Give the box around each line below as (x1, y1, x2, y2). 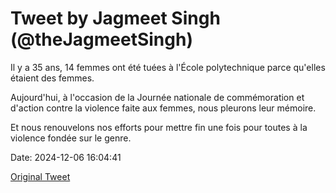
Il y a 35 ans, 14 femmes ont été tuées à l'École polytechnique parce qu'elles (10, 61, 326, 73)
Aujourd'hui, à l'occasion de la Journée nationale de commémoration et (10, 91, 305, 103)
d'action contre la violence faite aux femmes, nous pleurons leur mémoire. (10, 102, 317, 114)
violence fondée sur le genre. (10, 132, 132, 144)
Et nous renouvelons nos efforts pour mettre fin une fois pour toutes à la (10, 121, 308, 133)
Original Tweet (10, 170, 71, 182)
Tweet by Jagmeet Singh (10, 7, 221, 30)
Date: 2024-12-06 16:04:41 (10, 151, 122, 163)
